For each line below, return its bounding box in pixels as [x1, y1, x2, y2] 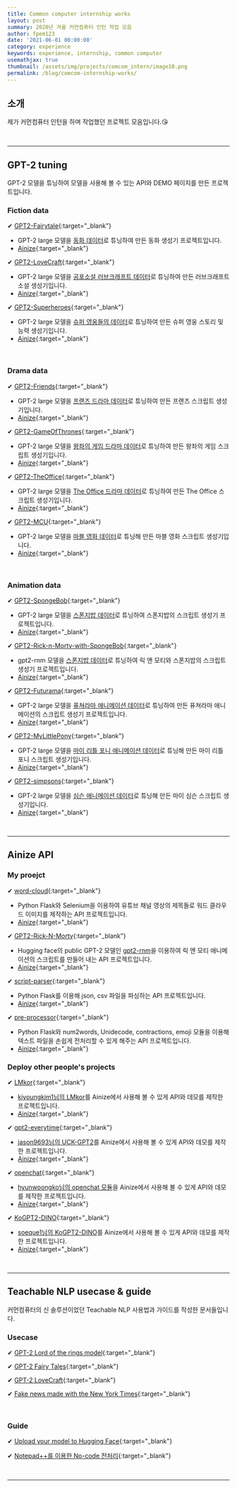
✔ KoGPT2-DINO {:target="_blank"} [7, 1213, 110, 1222]
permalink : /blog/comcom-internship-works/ [7, 69, 138, 76]
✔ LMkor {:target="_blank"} [7, 1078, 86, 1087]
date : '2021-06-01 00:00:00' [7, 37, 93, 44]
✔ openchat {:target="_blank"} [7, 1169, 95, 1177]
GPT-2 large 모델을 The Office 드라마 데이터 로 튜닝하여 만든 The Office [17, 486, 217, 496]
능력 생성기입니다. [17, 326, 67, 335]
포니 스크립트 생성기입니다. [17, 755, 92, 764]
